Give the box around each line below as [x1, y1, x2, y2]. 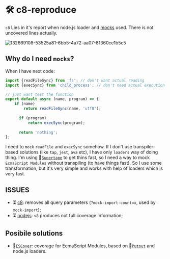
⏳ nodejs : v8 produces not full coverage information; [12, 213, 123, 219]
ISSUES [5, 186, 30, 194]
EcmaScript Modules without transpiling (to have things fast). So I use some [5, 160, 162, 166]
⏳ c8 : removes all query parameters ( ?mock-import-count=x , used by [12, 199, 156, 205]
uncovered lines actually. [5, 30, 58, 36]
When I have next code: [5, 68, 55, 74]
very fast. [5, 171, 25, 177]
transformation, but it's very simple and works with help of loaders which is [5, 165, 163, 171]
